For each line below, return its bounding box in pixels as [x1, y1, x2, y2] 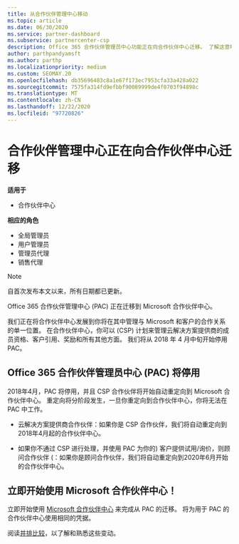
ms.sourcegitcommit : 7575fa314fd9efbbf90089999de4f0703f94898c [7, 83, 199, 91]
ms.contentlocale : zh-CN [7, 97, 81, 104]
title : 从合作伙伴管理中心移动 [7, 10, 88, 18]
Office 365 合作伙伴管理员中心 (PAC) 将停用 [7, 366, 201, 379]
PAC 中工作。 [7, 404, 47, 414]
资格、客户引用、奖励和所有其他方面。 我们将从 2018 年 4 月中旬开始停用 [13, 334, 228, 343]
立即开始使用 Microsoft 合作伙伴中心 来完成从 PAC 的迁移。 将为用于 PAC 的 [7, 505, 230, 513]
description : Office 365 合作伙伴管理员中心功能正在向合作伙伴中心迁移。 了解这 [7, 43, 225, 51]
